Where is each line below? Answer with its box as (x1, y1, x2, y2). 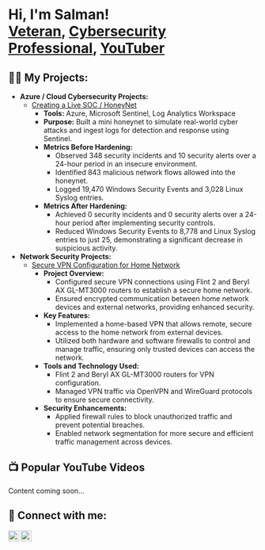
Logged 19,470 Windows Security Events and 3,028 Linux (55, 185, 244, 193)
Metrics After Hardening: (43, 201, 128, 211)
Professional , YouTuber (8, 40, 165, 57)
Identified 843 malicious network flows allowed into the (55, 168, 236, 177)
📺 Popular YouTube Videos (8, 461, 145, 475)
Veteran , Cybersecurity (8, 22, 167, 40)
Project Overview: (43, 269, 104, 278)
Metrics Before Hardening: (43, 143, 133, 151)
